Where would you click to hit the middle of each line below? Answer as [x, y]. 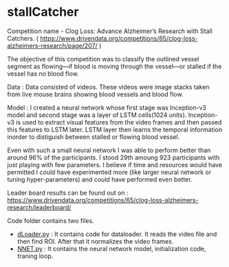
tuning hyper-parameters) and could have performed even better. [100, 179]
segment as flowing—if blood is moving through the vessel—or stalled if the [115, 66]
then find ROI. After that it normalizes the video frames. [95, 241]
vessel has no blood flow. [43, 74]
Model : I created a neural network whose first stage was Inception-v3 [107, 107]
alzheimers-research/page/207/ [52, 45]
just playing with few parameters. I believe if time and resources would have [115, 164]
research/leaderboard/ [39, 207]
